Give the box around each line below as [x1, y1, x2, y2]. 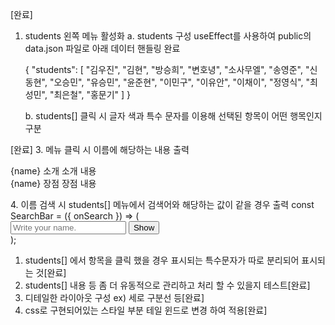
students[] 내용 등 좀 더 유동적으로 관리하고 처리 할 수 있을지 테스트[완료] [24, 279, 311, 291]
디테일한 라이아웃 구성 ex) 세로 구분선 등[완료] [24, 292, 205, 303]
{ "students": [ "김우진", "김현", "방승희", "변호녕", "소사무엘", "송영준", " [24, 64, 310, 75]
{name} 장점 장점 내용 [10, 178, 97, 189]
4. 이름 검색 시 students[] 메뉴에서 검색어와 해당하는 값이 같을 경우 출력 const [10, 199, 315, 210]
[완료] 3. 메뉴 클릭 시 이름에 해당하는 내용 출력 [10, 144, 190, 155]
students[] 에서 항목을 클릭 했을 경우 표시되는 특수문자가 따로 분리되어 [24, 254, 300, 266]
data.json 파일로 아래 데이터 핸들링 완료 [24, 43, 181, 54]
